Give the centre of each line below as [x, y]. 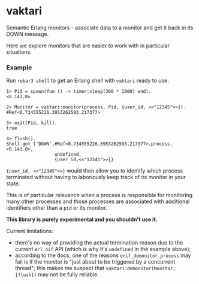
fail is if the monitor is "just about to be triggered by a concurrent [95, 262]
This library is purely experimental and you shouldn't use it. [82, 219]
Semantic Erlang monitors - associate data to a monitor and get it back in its [100, 28]
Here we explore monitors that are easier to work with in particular [88, 46]
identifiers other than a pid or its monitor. [57, 208]
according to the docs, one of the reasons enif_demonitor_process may [103, 255]
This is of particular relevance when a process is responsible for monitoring [99, 195]
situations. [19, 52]
